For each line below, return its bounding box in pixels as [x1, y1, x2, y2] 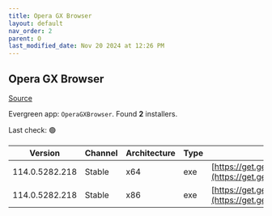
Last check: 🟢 [8, 125, 57, 134]
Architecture [125, 147, 176, 159]
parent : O [8, 34, 42, 43]
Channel [84, 147, 118, 159]
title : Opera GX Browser [8, 11, 92, 20]
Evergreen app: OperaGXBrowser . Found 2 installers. [8, 108, 178, 118]
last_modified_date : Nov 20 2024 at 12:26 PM [8, 42, 164, 50]
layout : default [8, 19, 63, 28]
